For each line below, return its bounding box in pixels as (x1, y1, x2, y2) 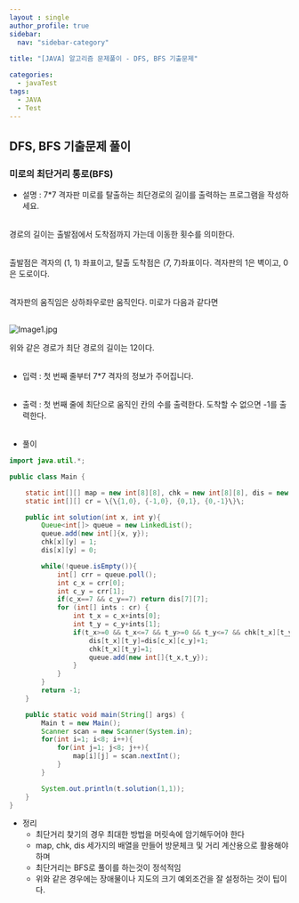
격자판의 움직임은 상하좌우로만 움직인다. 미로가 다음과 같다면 (9, 297, 219, 308)
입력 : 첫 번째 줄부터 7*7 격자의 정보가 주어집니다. (21, 371, 194, 382)
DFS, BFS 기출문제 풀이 (9, 139, 132, 154)
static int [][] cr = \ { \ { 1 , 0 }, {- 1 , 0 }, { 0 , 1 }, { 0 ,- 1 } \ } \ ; (25, 496, 245, 505)
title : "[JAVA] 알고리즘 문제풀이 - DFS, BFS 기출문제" (9, 54, 198, 63)
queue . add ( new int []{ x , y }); (41, 529, 149, 538)
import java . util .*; (9, 456, 86, 465)
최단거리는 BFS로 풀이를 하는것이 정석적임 (35, 862, 182, 873)
